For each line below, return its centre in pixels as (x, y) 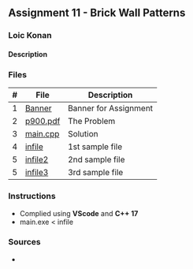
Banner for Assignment (111, 108)
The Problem (92, 121)
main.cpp (42, 134)
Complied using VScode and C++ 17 (79, 213)
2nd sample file (96, 159)
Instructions (32, 196)
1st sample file (95, 147)
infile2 (37, 159)
